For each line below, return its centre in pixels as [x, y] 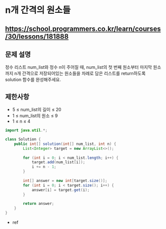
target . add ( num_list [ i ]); [58, 162]
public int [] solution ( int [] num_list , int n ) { [65, 144]
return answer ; [39, 204]
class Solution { [23, 139]
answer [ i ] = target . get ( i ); [61, 190]
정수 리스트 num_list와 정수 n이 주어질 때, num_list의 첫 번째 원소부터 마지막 [79, 67]
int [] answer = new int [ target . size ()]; [65, 181]
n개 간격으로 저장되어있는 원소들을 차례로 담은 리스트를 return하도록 [80, 73]
